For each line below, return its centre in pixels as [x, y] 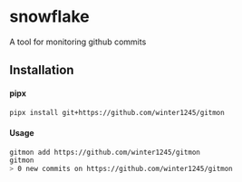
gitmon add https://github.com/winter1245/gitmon [105, 152]
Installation [42, 70]
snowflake [49, 17]
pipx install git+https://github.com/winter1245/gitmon [117, 112]
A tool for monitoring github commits [78, 42]
